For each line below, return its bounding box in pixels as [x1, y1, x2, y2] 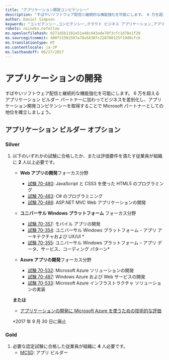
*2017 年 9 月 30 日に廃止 [12, 318, 66, 325]
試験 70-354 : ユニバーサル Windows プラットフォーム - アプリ [27, 227, 157, 233]
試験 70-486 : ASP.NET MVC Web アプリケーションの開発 [27, 199, 146, 205]
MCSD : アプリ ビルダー [20, 349, 68, 355]
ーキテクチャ [27, 234, 54, 240]
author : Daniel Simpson [5, 17, 55, 22]
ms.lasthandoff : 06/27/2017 [5, 49, 64, 54]
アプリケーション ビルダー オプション [5, 125, 121, 134]
